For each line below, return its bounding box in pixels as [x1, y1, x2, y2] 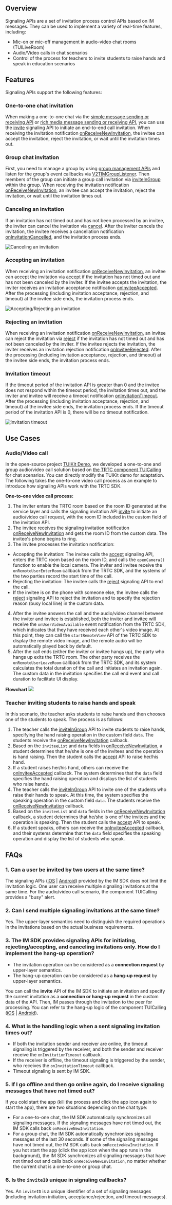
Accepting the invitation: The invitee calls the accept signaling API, [12, 551, 154, 557]
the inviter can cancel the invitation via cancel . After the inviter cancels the [5, 223, 163, 229]
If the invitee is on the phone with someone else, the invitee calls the [12, 589, 158, 596]
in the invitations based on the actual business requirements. [5, 924, 134, 930]
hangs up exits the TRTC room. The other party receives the [12, 654, 140, 660]
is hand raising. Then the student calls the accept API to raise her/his [12, 753, 159, 760]
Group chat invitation [5, 154, 59, 161]
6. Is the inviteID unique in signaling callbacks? [5, 1176, 127, 1183]
